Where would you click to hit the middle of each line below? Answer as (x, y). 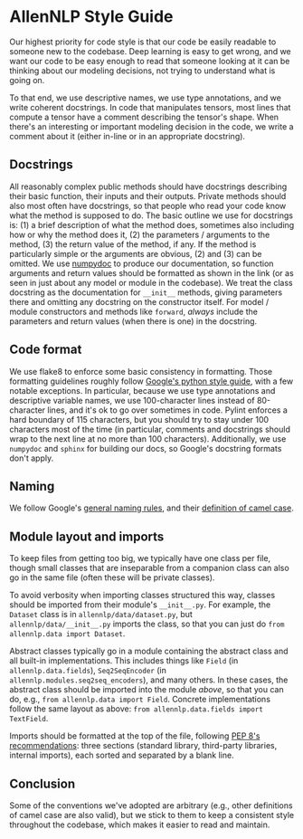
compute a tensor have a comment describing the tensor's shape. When (144, 117)
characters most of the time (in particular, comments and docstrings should (150, 429)
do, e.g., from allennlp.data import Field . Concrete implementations (140, 700)
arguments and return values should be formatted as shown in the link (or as (151, 272)
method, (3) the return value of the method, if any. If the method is (133, 244)
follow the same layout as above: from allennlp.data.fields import (137, 709)
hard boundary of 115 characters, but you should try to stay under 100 (139, 419)
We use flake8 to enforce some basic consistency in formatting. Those (141, 371)
